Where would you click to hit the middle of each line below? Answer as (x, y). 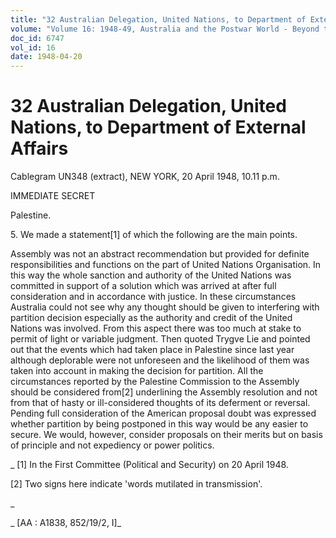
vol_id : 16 (33, 47)
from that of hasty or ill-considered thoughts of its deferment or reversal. (160, 403)
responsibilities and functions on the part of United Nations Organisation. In (166, 265)
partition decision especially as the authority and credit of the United (151, 318)
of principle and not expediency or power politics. (112, 445)
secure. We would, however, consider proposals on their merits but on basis (166, 435)
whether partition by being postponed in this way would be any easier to (159, 424)
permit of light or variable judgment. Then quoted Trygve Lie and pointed (160, 339)
